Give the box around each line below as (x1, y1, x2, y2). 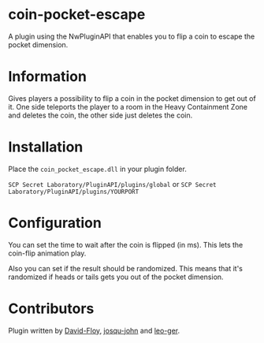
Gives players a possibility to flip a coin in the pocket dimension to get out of (8, 93, 256, 103)
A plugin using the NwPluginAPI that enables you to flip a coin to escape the (8, 32, 255, 41)
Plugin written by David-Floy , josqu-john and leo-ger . (8, 326, 180, 335)
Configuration (8, 214, 102, 232)
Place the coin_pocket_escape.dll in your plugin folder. (8, 164, 187, 173)
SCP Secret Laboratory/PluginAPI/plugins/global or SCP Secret (8, 179, 217, 188)
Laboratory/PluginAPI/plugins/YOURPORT (8, 188, 139, 196)
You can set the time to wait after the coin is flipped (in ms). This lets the (8, 240, 244, 249)
